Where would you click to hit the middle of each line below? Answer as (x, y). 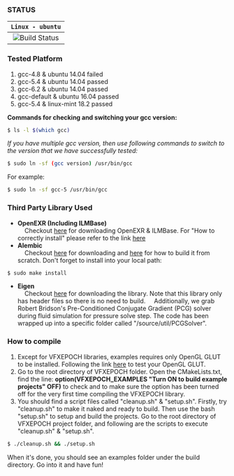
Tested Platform (35, 59)
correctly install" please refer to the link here (81, 238)
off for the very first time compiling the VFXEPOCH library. (101, 394)
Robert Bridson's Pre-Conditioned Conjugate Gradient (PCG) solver (114, 308)
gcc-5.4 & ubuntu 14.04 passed (63, 81)
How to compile (34, 342)
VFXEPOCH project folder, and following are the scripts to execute (112, 424)
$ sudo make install (37, 273)
